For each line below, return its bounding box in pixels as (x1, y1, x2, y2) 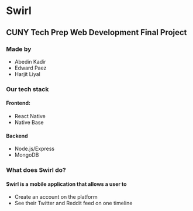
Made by (6, 45, 32, 53)
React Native (14, 113, 46, 119)
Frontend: (6, 99, 31, 106)
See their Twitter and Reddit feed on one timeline (14, 200, 133, 207)
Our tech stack (6, 85, 49, 93)
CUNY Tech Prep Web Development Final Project (6, 27, 187, 37)
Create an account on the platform (14, 193, 98, 200)
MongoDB (14, 151, 39, 158)
